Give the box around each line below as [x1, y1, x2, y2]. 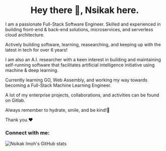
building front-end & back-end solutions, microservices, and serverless [5, 26, 153, 32]
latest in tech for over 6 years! [5, 47, 68, 53]
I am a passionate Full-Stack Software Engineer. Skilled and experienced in [5, 21, 161, 27]
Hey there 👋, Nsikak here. [30, 5, 139, 16]
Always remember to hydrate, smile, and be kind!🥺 [5, 107, 110, 113]
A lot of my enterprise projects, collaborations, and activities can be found [5, 92, 159, 98]
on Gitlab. [5, 97, 25, 103]
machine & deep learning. [5, 67, 59, 73]
